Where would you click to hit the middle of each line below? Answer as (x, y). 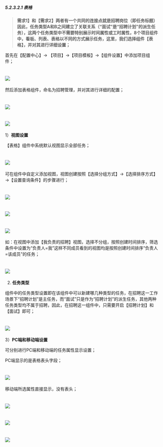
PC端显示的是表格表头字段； (33, 361)
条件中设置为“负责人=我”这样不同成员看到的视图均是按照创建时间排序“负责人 (81, 248)
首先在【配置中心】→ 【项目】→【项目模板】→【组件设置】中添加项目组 (78, 55)
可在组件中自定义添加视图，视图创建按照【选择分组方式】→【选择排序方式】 (81, 174)
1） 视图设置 (16, 135)
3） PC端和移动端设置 (26, 340)
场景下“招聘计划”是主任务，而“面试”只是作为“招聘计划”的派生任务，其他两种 (81, 299)
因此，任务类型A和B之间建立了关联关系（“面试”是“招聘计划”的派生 (84, 26)
